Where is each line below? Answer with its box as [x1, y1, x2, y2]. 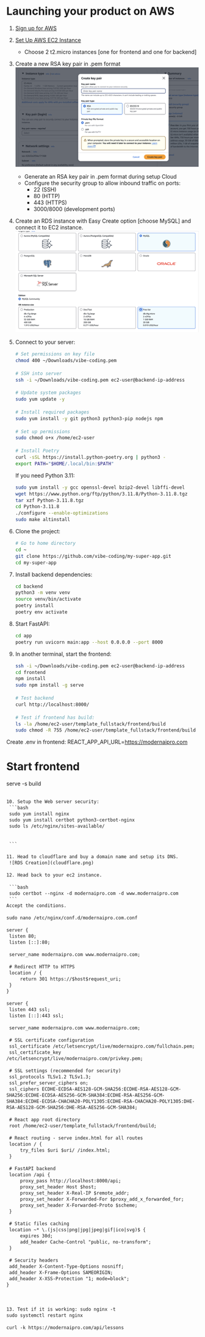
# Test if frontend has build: [15, 714, 95, 720]
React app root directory [14, 1117, 81, 1123]
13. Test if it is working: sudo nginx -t [6, 1306, 116, 1313]
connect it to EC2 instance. [15, 224, 84, 231]
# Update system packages [15, 390, 81, 396]
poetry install [15, 602, 54, 609]
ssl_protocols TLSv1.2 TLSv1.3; [9, 1074, 92, 1080]
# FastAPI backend [9, 1166, 56, 1172]
